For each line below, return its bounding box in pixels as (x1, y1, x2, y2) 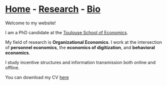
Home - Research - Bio (5, 3, 101, 15)
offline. (5, 65, 20, 71)
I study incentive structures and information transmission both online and (5, 59, 156, 65)
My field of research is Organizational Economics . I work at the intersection (5, 39, 162, 45)
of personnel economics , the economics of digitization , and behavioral (5, 44, 155, 50)
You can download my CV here (5, 74, 69, 80)
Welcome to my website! (5, 20, 56, 26)
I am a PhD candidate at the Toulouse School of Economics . (5, 29, 128, 35)
